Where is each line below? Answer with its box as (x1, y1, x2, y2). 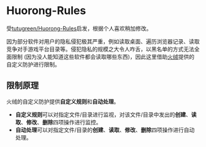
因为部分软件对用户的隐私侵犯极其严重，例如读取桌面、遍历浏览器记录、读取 (6, 37, 200, 45)
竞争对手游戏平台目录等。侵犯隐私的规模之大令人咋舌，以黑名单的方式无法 (6, 45, 194, 53)
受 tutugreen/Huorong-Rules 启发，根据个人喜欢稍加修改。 (6, 24, 152, 32)
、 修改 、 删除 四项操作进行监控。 (20, 118, 102, 126)
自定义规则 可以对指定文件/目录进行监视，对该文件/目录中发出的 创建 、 (15, 111, 191, 118)
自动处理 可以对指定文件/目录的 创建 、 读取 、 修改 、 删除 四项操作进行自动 (15, 126, 195, 134)
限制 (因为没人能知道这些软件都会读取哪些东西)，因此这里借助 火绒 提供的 (11, 53, 195, 60)
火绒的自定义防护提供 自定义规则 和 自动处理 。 (6, 97, 120, 105)
